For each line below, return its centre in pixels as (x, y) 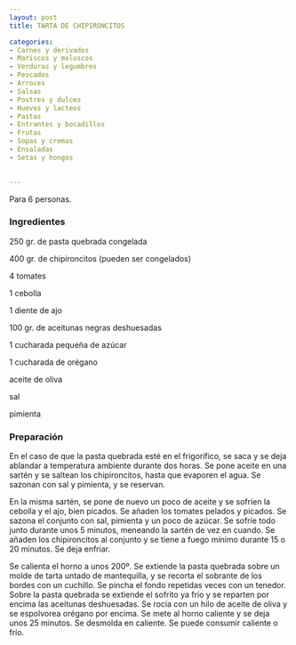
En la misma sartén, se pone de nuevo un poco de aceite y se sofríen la (140, 502)
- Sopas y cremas (41, 141)
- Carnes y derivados (49, 50)
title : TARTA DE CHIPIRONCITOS (67, 26)
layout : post (33, 17)
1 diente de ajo (36, 310)
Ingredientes (37, 222)
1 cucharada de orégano (53, 362)
